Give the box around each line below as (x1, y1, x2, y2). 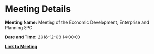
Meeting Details (5, 3, 71, 15)
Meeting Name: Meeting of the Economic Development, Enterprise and (5, 19, 150, 25)
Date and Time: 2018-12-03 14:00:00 (5, 34, 81, 40)
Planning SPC (5, 24, 33, 30)
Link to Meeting (5, 43, 38, 49)
